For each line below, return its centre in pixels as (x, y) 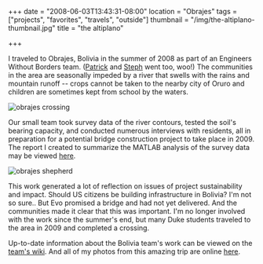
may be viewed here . (42, 156)
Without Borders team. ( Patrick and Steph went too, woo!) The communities (131, 67)
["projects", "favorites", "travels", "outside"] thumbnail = (99, 20)
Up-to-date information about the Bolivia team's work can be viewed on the (130, 243)
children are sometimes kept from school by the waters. (98, 92)
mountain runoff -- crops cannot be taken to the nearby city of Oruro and (126, 83)
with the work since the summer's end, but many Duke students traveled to (130, 220)
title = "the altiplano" (90, 28)
